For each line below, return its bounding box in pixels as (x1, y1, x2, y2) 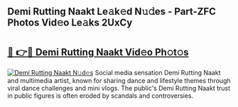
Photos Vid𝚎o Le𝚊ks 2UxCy (7, 17, 133, 29)
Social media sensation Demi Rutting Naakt (94, 69, 221, 77)
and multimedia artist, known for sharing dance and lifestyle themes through (7, 77, 231, 84)
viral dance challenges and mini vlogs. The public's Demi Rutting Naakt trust (7, 84, 231, 92)
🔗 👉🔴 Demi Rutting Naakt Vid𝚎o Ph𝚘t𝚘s (7, 46, 189, 58)
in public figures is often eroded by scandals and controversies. (7, 91, 194, 100)
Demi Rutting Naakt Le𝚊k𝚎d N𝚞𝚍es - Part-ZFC (7, 6, 217, 18)
